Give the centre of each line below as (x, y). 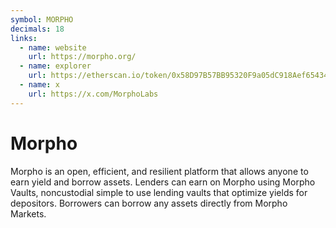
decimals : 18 (37, 29)
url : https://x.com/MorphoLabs (93, 94)
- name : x (39, 85)
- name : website (53, 47)
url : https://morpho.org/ (82, 57)
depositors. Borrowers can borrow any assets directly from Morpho (149, 203)
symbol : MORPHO (42, 19)
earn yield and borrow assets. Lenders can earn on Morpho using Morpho (163, 182)
